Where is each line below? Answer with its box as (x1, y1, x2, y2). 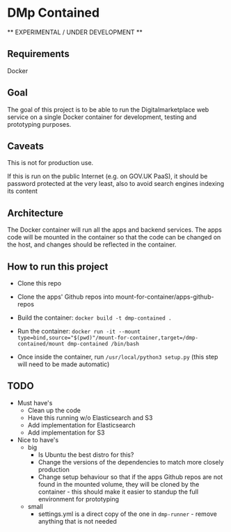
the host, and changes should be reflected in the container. (7, 240, 177, 249)
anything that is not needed (38, 517, 117, 525)
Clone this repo (17, 279, 61, 287)
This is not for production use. (7, 159, 94, 167)
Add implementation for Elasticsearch (27, 421, 136, 429)
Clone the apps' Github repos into (17, 292, 115, 301)
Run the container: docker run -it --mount (17, 327, 141, 335)
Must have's (17, 398, 53, 407)
